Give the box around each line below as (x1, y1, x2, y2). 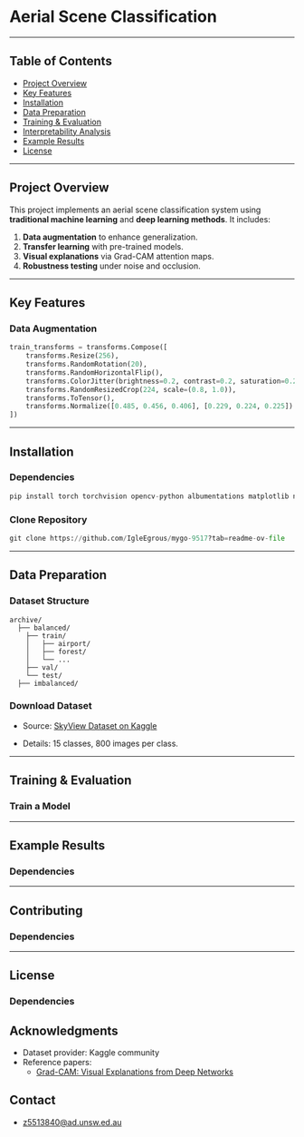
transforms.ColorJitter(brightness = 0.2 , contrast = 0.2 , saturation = (25, 377, 285, 386)
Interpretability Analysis (22, 125, 111, 137)
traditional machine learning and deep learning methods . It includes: (9, 213, 271, 224)
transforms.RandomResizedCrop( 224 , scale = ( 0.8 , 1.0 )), (25, 385, 237, 394)
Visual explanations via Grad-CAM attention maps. (22, 250, 214, 261)
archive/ (9, 615, 43, 624)
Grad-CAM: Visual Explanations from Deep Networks (35, 1066, 233, 1077)
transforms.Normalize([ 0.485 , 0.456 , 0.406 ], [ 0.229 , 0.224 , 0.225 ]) (25, 402, 294, 411)
